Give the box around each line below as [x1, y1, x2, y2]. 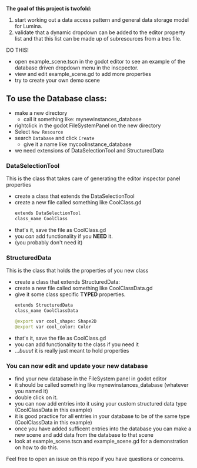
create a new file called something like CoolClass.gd [14, 199, 142, 206]
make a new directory [14, 109, 68, 117]
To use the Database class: [6, 94, 107, 104]
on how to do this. [14, 444, 59, 451]
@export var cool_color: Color [14, 324, 92, 330]
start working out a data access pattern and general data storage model [14, 16, 189, 23]
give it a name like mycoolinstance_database [23, 141, 132, 148]
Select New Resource [14, 128, 64, 135]
